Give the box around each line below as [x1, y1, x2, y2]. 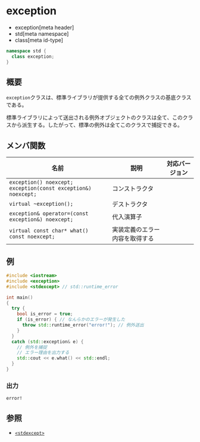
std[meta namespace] [14, 30, 69, 37]
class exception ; [11, 54, 55, 59]
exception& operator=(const [9, 210, 89, 217]
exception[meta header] [14, 24, 74, 31]
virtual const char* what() [9, 227, 89, 234]
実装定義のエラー [112, 225, 160, 234]
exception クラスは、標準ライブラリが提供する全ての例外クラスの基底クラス [6, 94, 192, 101]
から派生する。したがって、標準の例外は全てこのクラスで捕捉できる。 [11, 121, 183, 128]
